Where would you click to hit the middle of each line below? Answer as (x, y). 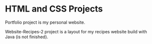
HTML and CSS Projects (54, 9)
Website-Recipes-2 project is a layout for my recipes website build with (76, 31)
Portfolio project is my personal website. (45, 22)
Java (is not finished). (27, 37)
